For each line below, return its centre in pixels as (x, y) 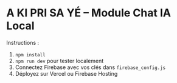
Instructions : (23, 42)
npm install (30, 55)
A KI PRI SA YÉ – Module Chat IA (89, 13)
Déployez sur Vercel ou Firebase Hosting (66, 73)
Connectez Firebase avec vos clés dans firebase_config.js (90, 67)
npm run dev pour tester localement (59, 61)
